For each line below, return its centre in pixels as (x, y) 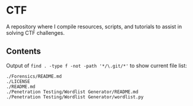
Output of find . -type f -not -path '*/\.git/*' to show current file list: (97, 65)
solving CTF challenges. (35, 32)
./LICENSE (18, 81)
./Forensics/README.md (34, 76)
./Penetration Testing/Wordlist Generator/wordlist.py (75, 97)
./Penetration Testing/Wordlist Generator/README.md (72, 92)
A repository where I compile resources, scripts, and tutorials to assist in (94, 26)
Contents (24, 52)
